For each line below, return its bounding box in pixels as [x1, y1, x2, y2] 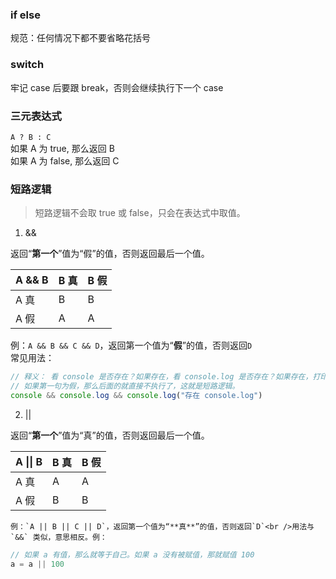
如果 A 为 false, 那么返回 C [10, 154, 120, 167]
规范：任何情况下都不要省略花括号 [10, 32, 151, 44]
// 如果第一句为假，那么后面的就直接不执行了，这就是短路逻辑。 [10, 381, 240, 392]
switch [10, 58, 45, 72]
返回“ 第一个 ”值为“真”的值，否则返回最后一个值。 [10, 429, 210, 441]
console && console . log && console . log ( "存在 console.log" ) [10, 390, 263, 400]
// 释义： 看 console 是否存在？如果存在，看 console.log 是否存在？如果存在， [10, 372, 313, 382]
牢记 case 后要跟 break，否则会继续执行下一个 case [10, 81, 224, 93]
